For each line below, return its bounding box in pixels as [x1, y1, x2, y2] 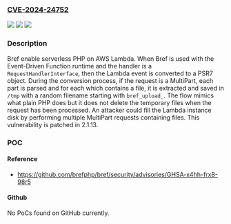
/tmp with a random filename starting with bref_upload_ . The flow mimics [7, 91, 214, 100]
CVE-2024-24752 [7, 5, 69, 15]
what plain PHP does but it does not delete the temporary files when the [7, 98, 212, 106]
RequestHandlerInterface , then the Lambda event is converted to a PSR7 [7, 69, 214, 77]
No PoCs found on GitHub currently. [7, 209, 110, 217]
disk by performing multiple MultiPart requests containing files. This [7, 113, 200, 122]
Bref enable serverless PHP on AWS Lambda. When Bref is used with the [7, 54, 214, 63]
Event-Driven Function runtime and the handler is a [7, 62, 152, 70]
